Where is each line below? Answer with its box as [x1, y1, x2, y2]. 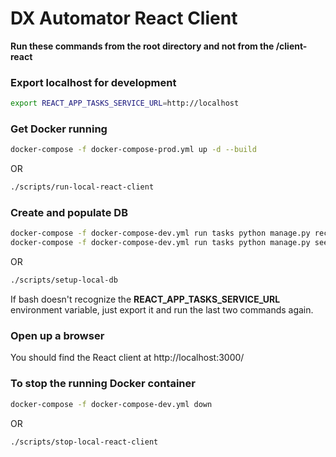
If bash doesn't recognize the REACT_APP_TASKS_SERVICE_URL [10, 293, 281, 306]
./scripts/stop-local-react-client [10, 437, 159, 447]
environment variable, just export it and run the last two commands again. [10, 304, 314, 316]
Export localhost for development [10, 75, 177, 89]
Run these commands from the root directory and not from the [10, 40, 275, 52]
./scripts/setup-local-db [10, 275, 118, 286]
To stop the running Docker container [10, 377, 196, 391]
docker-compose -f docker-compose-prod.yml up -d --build [10, 145, 257, 155]
